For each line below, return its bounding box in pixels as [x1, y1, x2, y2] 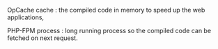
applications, [7, 13, 44, 21]
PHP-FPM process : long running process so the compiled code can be [7, 27, 211, 35]
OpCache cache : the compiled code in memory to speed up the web [7, 6, 205, 14]
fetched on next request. [7, 34, 78, 42]
